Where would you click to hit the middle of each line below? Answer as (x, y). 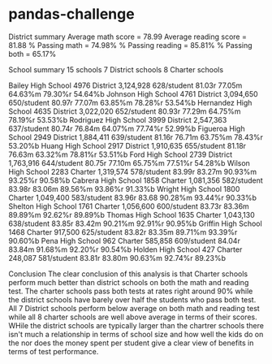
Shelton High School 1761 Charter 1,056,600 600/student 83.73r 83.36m (129, 206)
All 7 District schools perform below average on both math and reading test (134, 308)
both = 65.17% (32, 54)
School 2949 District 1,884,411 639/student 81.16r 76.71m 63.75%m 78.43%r (136, 137)
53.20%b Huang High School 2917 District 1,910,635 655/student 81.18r (127, 145)
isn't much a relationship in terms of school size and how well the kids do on (136, 334)
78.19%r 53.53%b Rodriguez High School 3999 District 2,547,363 (118, 119)
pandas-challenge (72, 14)
